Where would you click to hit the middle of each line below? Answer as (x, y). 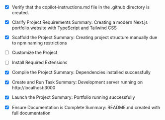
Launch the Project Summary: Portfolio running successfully (73, 97)
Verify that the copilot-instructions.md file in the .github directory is (81, 7)
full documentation (31, 113)
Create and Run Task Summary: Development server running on (77, 82)
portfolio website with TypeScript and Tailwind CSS (64, 28)
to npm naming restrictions (40, 43)
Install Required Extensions (40, 62)
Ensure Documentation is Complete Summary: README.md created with (86, 107)
